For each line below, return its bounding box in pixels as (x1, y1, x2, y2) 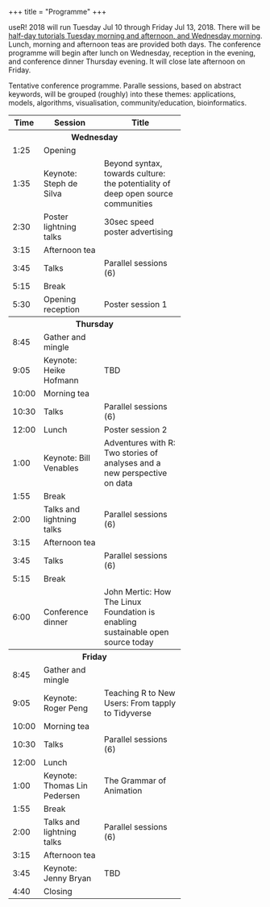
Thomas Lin (43, 781, 89, 791)
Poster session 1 (103, 299, 168, 309)
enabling (103, 616, 137, 627)
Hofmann (43, 375, 79, 386)
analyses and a (103, 458, 161, 468)
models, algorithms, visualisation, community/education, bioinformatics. (8, 98, 247, 107)
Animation (103, 785, 143, 796)
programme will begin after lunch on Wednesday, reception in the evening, (8, 48, 256, 57)
